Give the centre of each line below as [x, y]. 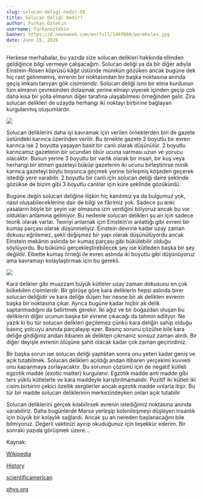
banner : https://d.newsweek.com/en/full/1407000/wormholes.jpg [88, 35]
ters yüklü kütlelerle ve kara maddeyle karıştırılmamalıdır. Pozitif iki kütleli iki [101, 380]
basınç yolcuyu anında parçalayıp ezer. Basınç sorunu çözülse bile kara [95, 329]
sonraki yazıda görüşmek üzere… [48, 430]
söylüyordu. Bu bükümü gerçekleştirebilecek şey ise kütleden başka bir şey [101, 248]
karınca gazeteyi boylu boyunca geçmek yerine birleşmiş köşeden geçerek [100, 171]
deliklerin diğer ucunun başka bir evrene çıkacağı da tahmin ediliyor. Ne [96, 316]
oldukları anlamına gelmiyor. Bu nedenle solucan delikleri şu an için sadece [100, 215]
